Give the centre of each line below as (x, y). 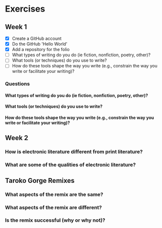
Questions (17, 84)
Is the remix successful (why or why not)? (55, 220)
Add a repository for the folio (41, 49)
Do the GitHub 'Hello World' (40, 44)
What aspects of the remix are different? (53, 207)
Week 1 (16, 27)
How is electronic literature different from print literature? (74, 152)
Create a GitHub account (37, 38)
